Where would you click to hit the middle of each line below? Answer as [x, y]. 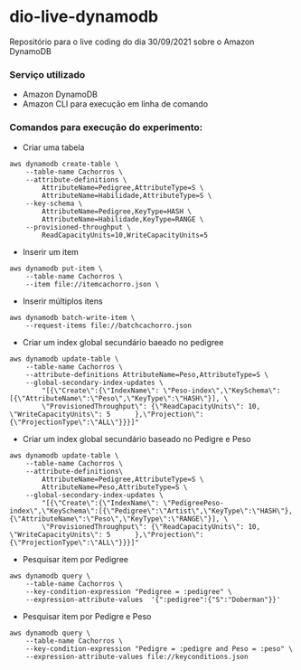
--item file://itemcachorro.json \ [93, 284]
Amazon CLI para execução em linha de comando [115, 104]
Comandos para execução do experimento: [106, 127]
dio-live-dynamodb [84, 17]
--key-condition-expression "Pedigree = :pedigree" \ [129, 591]
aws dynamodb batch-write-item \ [72, 317]
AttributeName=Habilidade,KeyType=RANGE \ [123, 219]
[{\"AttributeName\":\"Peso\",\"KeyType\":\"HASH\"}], [115, 398]
